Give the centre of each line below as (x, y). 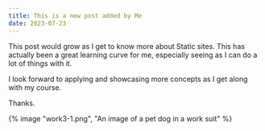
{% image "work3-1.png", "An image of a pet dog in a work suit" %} (120, 118)
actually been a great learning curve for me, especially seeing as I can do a (133, 55)
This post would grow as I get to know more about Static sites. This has (127, 46)
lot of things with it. (40, 63)
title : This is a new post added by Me (75, 16)
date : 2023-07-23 (37, 23)
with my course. (35, 87)
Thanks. (22, 103)
